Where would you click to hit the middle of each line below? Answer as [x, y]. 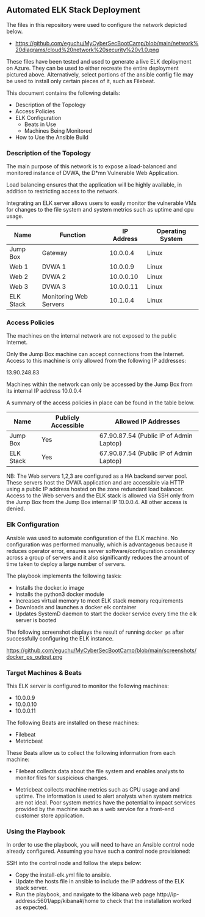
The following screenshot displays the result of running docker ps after [95, 632]
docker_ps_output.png [34, 656]
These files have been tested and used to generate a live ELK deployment [99, 61]
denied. [16, 509]
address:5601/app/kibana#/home [57, 901]
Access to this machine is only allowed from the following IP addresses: [96, 361]
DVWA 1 [54, 267]
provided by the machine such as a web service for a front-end [95, 809]
